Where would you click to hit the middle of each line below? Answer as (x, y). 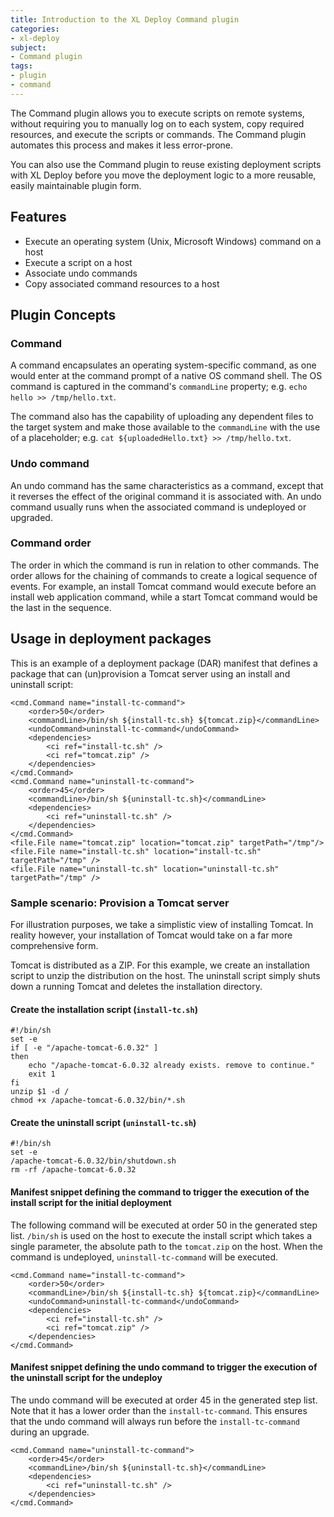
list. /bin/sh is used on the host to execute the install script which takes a (161, 1235)
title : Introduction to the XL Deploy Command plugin (125, 19)
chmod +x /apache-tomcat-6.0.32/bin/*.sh (98, 1101)
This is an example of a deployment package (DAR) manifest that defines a (164, 663)
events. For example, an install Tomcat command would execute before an (163, 586)
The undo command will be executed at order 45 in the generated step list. (164, 1400)
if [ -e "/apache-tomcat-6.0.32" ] (84, 1048)
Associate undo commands (81, 273)
